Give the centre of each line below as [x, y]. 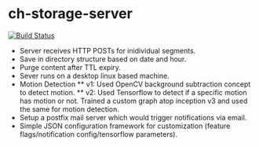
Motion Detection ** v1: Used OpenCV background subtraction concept [135, 84]
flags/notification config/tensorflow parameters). [98, 134]
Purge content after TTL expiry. [70, 67]
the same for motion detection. [69, 109]
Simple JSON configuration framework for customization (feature [125, 126]
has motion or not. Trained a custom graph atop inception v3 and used [133, 101]
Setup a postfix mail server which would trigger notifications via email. [133, 117]
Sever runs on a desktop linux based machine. [95, 75]
